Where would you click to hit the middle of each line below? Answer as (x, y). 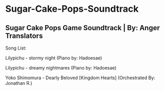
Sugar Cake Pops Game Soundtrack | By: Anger (82, 28)
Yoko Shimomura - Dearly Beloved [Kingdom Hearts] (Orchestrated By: (80, 78)
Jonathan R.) (19, 83)
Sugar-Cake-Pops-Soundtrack (72, 9)
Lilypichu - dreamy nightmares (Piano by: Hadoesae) (61, 68)
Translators (24, 36)
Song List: (16, 48)
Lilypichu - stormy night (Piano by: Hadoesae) (54, 58)
